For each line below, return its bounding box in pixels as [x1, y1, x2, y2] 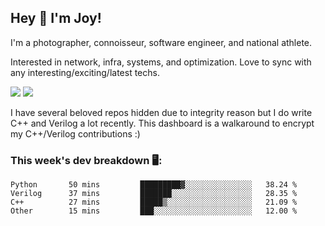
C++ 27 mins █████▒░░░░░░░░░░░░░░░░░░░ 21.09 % [10, 197, 298, 208]
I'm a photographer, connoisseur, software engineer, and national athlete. [10, 36, 313, 48]
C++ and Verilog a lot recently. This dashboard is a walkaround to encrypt [10, 117, 315, 129]
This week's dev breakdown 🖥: [10, 153, 163, 167]
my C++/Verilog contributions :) [10, 127, 141, 140]
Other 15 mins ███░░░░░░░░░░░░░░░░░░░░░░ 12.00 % [10, 206, 298, 216]
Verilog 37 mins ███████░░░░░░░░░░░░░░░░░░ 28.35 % [10, 189, 298, 199]
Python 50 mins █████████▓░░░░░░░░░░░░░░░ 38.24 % [10, 180, 298, 190]
